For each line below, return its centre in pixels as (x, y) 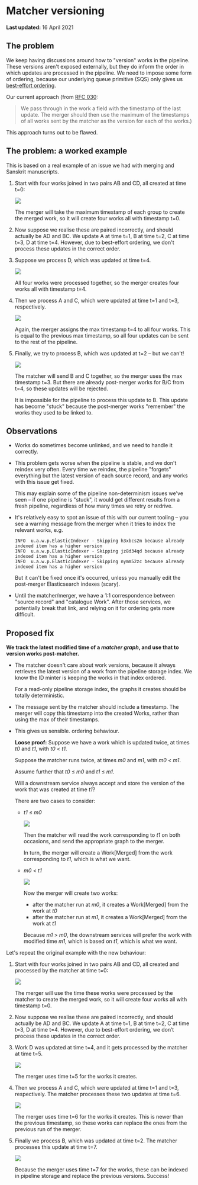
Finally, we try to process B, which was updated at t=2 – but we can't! (99, 353)
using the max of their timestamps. (57, 720)
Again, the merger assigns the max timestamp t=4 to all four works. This (103, 329)
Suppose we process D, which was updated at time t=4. (83, 260)
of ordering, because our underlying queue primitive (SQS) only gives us (95, 79)
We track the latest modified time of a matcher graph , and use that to (92, 647)
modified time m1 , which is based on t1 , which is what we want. (100, 941)
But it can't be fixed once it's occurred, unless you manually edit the (98, 578)
